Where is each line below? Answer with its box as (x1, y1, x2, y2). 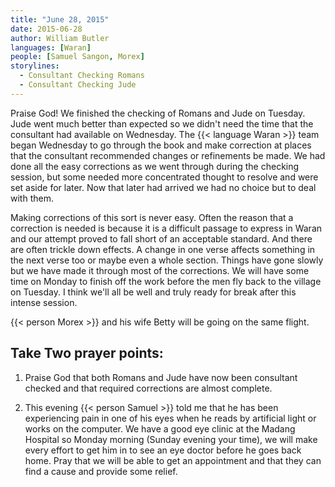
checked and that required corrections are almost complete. (24, 382, 273, 394)
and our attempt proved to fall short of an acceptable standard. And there (10, 232, 313, 245)
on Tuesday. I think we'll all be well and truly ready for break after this (10, 286, 297, 298)
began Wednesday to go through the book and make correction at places (10, 139, 312, 151)
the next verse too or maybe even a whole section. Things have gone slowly (10, 254, 324, 266)
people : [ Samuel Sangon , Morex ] (10, 52, 145, 62)
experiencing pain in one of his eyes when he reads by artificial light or (24, 412, 317, 424)
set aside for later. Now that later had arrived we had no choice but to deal (10, 181, 317, 193)
